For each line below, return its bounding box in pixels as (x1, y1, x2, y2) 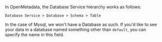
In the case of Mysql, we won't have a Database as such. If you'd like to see (5, 21, 157, 27)
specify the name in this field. (5, 32, 64, 37)
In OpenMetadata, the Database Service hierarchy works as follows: (5, 4, 142, 10)
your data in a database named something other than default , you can (5, 27, 146, 32)
